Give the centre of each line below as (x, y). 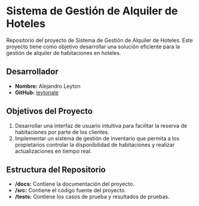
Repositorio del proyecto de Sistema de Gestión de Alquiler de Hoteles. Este (99, 40)
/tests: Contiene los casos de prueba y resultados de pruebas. (92, 197)
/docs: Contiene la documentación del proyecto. (74, 184)
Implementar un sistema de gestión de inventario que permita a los (97, 138)
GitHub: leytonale (36, 92)
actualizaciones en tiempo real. (53, 151)
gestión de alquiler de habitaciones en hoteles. (64, 53)
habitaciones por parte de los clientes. (62, 132)
